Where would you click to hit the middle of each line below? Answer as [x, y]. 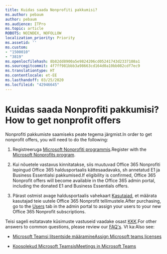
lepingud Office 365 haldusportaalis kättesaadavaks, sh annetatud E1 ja [86, 170]
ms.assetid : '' [21, 43]
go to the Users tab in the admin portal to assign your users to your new [87, 206]
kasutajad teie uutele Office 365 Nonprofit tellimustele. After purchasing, [87, 201]
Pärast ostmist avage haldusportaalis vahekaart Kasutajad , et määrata [85, 195]
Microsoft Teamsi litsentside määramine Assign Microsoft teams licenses [87, 236]
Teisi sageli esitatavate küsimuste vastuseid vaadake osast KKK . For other [81, 221]
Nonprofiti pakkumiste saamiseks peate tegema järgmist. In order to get [78, 134]
